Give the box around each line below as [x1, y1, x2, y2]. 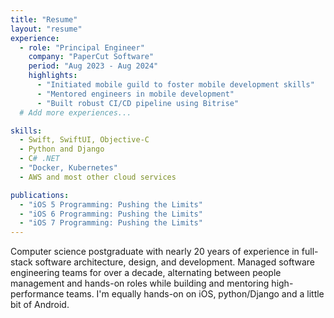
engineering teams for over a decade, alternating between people [10, 267, 282, 279]
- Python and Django [19, 144, 105, 155]
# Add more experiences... [19, 107, 132, 118]
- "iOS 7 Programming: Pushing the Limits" [19, 218, 203, 228]
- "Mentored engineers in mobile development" [36, 89, 235, 99]
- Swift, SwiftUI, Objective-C [19, 135, 150, 145]
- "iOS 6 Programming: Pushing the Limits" [19, 209, 203, 219]
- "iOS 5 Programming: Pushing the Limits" [19, 199, 203, 210]
